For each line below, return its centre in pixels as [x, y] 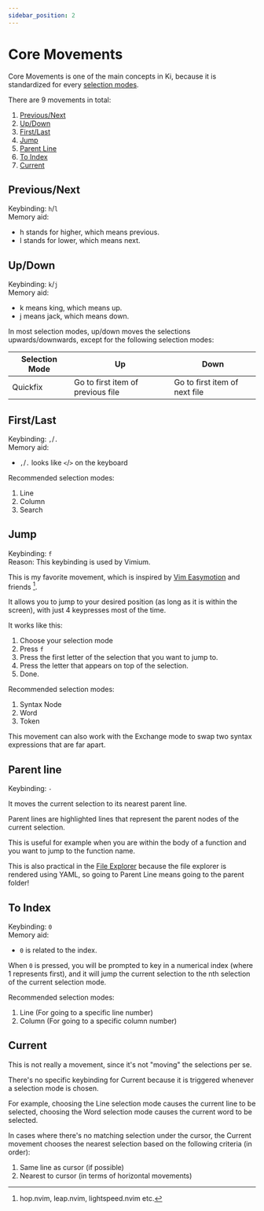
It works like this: [35, 625]
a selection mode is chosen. [54, 1088]
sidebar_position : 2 [42, 15]
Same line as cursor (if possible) [71, 1167]
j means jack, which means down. [74, 316]
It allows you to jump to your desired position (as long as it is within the [123, 602]
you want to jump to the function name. [72, 851]
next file [189, 392]
